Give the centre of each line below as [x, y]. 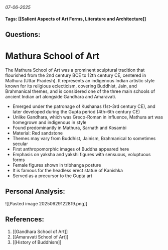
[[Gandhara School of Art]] [40, 231]
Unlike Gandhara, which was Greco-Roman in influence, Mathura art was [88, 117]
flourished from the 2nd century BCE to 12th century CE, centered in [76, 75]
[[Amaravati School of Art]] [40, 237]
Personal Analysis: [35, 192]
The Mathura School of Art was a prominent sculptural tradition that [75, 70]
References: [25, 220]
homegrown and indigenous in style [49, 122]
